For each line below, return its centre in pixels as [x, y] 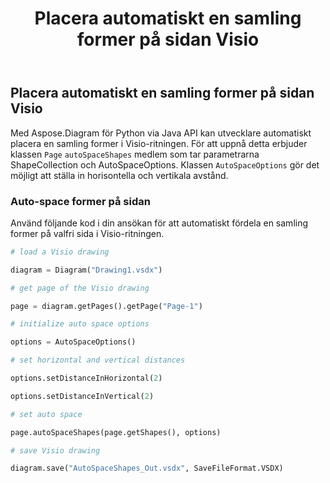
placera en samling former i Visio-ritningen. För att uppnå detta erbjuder [159, 143]
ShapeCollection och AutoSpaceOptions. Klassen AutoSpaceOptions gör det [165, 164]
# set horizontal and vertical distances [98, 360]
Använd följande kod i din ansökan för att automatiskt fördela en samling [159, 223]
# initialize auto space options [80, 324]
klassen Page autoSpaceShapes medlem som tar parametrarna [135, 154]
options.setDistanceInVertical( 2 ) [82, 396]
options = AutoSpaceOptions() [73, 342]
